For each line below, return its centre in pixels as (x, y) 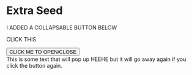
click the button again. (34, 65)
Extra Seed (35, 11)
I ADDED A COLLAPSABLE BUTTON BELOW (62, 27)
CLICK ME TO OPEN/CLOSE (43, 52)
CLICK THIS (21, 39)
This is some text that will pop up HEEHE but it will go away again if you (96, 59)
